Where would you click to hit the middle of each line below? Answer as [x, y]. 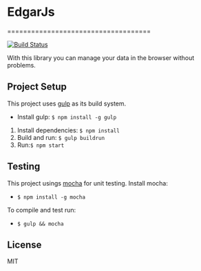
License [24, 244]
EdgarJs [31, 12]
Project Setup [37, 87]
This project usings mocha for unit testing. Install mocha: [88, 183]
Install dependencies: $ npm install [68, 130]
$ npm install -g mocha [51, 197]
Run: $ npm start [41, 145]
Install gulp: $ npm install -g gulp [67, 117]
